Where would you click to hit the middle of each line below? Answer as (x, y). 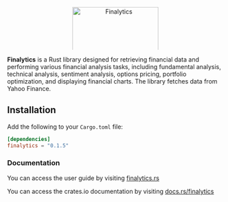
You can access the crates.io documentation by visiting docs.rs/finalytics (111, 191)
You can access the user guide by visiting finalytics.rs (83, 178)
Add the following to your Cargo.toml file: (65, 127)
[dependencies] (29, 139)
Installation (32, 110)
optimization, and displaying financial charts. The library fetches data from (112, 81)
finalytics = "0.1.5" (38, 146)
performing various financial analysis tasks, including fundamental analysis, (114, 67)
